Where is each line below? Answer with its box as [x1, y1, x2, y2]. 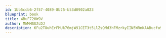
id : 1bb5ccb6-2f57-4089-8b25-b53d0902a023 [5, 7, 94, 12]
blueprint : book [5, 12, 39, 17]
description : [5, 26, 32, 31]
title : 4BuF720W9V [5, 16, 43, 21]
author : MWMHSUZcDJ [5, 21, 45, 26]
